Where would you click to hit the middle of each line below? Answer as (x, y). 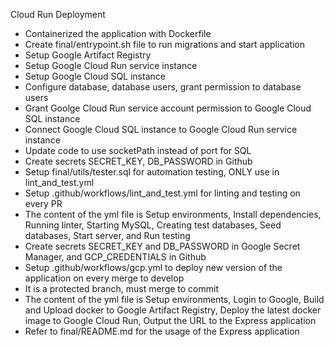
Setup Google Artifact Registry (88, 55)
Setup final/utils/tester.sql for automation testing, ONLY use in (152, 172)
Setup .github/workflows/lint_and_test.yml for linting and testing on (162, 193)
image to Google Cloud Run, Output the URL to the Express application (170, 320)
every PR (43, 203)
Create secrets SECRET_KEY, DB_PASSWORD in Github (138, 161)
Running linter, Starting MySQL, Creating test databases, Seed (153, 225)
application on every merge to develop (104, 278)
